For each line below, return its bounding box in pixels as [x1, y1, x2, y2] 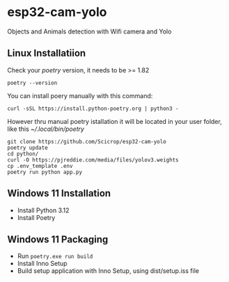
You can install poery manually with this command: [7, 91, 153, 100]
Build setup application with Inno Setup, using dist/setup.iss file [17, 267, 200, 275]
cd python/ [7, 150, 39, 157]
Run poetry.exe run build [17, 252, 93, 260]
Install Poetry [17, 213, 56, 221]
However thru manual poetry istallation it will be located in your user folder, [7, 117, 223, 125]
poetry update [7, 144, 49, 151]
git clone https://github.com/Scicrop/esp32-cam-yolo [7, 138, 167, 145]
